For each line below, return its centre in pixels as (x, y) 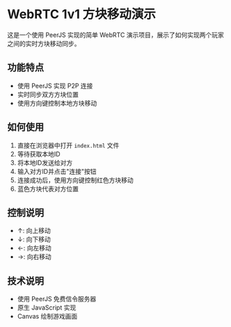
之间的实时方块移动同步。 (44, 43)
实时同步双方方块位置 (48, 94)
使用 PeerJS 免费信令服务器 (57, 299)
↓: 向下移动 (34, 239)
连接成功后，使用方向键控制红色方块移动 (75, 180)
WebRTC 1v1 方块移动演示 (82, 14)
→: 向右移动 (34, 257)
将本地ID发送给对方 (45, 162)
